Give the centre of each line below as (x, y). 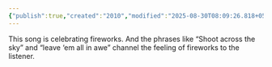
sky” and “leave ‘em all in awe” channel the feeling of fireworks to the (124, 47)
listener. (21, 56)
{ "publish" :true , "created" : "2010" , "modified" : (88, 16)
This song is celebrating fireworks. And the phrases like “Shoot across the (132, 39)
